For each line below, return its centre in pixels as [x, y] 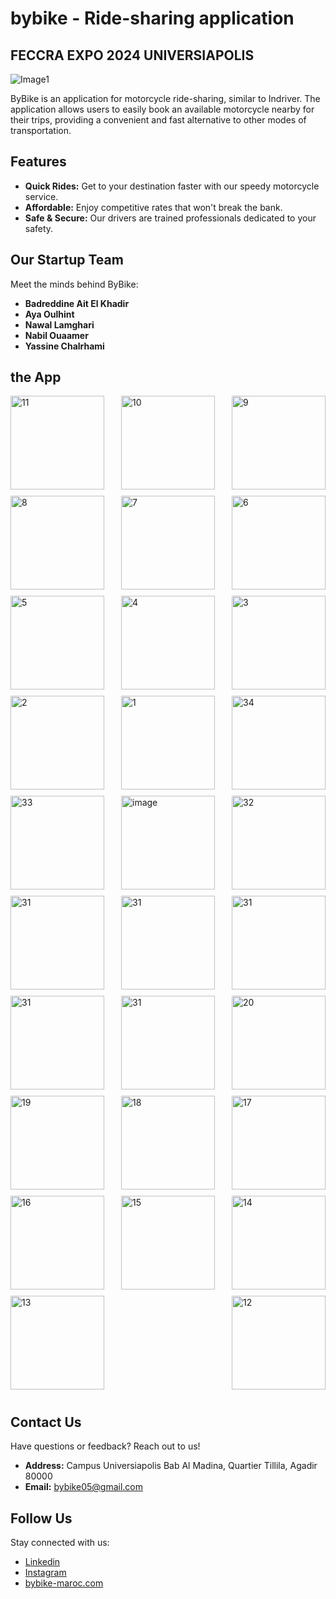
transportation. [41, 130]
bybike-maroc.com [64, 1583]
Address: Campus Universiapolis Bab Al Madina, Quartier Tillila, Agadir [171, 1466]
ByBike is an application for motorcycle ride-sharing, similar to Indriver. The [165, 98]
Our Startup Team [67, 260]
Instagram [45, 1573]
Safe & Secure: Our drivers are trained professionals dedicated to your [170, 218]
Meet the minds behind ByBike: [74, 284]
